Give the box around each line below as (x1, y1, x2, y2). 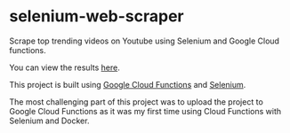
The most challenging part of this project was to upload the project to (9, 96, 264, 107)
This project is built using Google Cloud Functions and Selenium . (9, 79, 246, 90)
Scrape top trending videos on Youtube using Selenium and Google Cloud (9, 35, 280, 46)
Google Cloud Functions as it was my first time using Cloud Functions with (9, 106, 282, 116)
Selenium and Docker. (9, 115, 90, 126)
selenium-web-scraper (9, 6, 184, 27)
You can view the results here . (9, 62, 120, 73)
